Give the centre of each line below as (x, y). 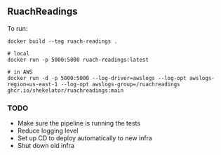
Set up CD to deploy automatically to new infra (85, 138)
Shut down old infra (46, 146)
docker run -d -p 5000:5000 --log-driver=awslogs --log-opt (97, 78)
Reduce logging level (48, 131)
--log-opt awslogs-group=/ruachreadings (120, 84)
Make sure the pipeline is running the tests (79, 123)
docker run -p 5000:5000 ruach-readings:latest (78, 60)
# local (19, 53)
